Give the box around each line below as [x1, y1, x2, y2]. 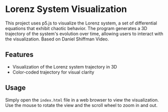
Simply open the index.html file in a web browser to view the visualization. [5, 96, 159, 103]
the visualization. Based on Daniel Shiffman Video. [5, 36, 109, 42]
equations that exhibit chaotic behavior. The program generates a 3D [5, 25, 147, 31]
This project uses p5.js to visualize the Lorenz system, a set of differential [5, 20, 157, 26]
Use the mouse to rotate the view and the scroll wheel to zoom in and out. [5, 102, 158, 108]
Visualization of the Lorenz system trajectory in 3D [12, 63, 117, 69]
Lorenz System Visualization [5, 3, 127, 15]
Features [5, 50, 34, 59]
